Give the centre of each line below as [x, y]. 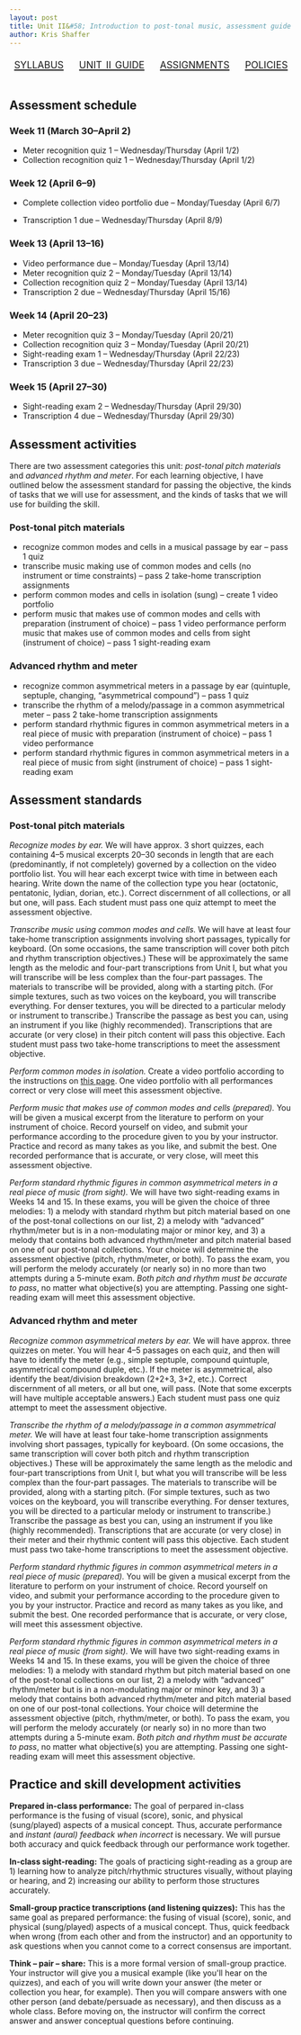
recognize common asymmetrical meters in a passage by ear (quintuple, [156, 686]
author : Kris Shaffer [50, 34]
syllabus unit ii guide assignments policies [151, 64]
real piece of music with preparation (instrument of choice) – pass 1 [147, 734]
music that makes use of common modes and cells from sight [136, 633]
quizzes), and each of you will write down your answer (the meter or [136, 1983]
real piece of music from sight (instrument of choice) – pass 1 [136, 762]
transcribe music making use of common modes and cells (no [137, 566]
